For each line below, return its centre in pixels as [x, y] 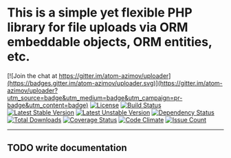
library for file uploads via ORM [98, 27]
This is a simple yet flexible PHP [100, 13]
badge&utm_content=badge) [48, 105]
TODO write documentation [67, 148]
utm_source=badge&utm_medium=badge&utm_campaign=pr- [95, 97]
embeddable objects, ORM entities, [110, 42]
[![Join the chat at [32, 76]
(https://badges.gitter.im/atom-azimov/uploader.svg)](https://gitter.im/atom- [115, 83]
